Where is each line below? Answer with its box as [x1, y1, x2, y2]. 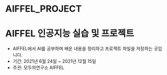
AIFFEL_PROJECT [5, 3, 82, 15]
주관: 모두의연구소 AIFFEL [12, 64, 65, 71]
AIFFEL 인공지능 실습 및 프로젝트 [5, 28, 134, 40]
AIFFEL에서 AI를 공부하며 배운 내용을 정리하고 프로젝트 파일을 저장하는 [12, 46, 153, 52]
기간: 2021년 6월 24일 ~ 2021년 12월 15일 [12, 58, 97, 64]
